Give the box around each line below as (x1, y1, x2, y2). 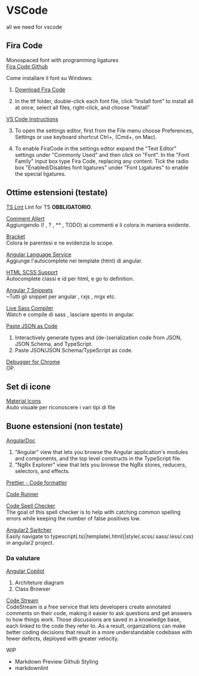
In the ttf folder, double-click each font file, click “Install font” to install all (14, 97, 194, 104)
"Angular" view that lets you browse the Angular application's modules (14, 449, 188, 456)
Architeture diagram (14, 579, 64, 587)
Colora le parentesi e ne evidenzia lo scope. (6, 239, 114, 246)
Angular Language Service (6, 251, 71, 258)
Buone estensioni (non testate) (6, 421, 123, 431)
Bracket (6, 233, 26, 240)
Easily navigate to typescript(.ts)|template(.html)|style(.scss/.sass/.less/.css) (6, 533, 194, 540)
